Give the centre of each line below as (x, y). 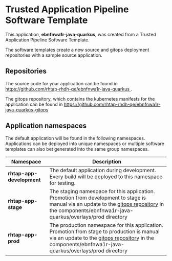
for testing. (62, 183)
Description (107, 161)
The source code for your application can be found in (61, 83)
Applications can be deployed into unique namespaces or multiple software (85, 144)
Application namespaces (46, 126)
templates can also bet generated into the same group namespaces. (77, 149)
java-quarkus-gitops (27, 110)
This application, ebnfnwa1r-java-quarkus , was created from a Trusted (81, 34)
